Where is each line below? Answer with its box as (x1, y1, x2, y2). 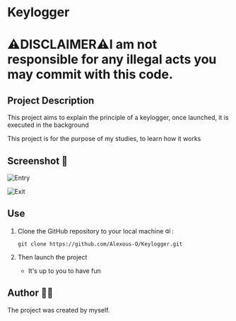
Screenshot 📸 (7, 155, 69, 166)
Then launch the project (17, 253, 88, 261)
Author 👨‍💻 (7, 287, 54, 299)
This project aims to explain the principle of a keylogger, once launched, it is (7, 114, 229, 122)
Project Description (7, 95, 95, 107)
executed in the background (7, 121, 90, 129)
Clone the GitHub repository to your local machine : (17, 226, 175, 235)
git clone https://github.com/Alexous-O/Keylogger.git (17, 241, 183, 248)
